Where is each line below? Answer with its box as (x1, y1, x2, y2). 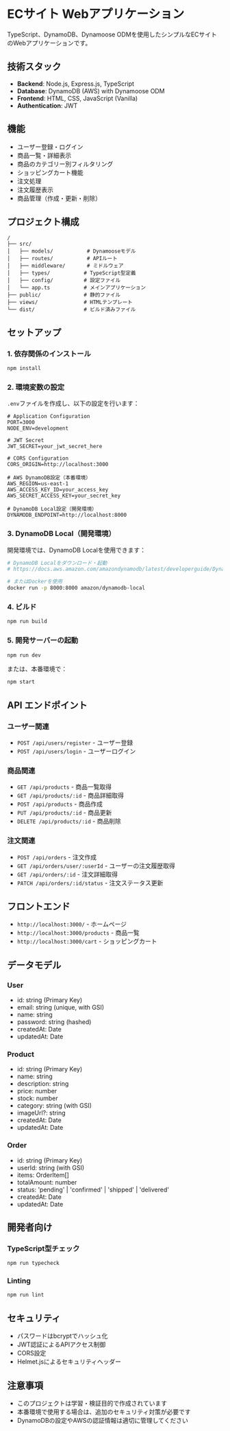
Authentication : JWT (16, 101, 78, 110)
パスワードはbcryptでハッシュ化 (16, 1332, 108, 1340)
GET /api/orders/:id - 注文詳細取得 (16, 870, 118, 879)
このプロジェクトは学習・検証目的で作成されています (16, 1399, 168, 1407)
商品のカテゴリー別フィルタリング (16, 159, 114, 168)
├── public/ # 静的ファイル (7, 292, 121, 299)
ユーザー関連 (7, 721, 49, 731)
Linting (7, 1276, 31, 1285)
